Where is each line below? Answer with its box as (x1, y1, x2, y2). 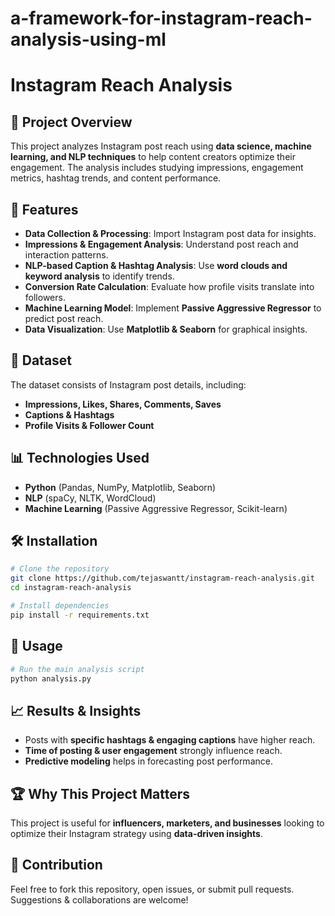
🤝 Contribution (10, 857, 103, 874)
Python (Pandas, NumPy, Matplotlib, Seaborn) (24, 481, 217, 493)
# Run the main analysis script (10, 664, 145, 674)
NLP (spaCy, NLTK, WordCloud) (24, 492, 157, 504)
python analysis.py (10, 673, 92, 684)
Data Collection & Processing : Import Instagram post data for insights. (24, 228, 317, 239)
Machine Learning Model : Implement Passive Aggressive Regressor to (24, 302, 322, 314)
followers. (24, 292, 66, 303)
